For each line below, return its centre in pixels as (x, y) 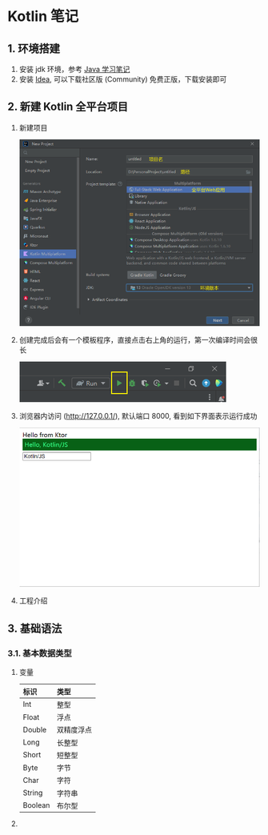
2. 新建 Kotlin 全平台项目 (68, 107)
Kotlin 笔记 (43, 16)
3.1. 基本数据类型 (40, 653)
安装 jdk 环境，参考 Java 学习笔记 (74, 69)
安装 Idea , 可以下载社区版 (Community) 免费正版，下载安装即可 (123, 79)
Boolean (36, 805)
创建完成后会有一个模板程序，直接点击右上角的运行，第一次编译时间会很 (138, 339)
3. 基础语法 (35, 628)
